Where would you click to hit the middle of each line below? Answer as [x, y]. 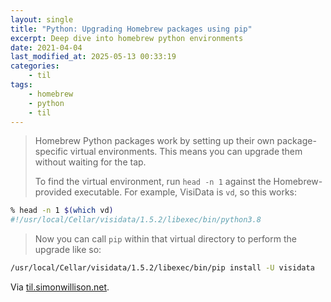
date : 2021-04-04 [46, 47]
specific [51, 152]
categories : [35, 66]
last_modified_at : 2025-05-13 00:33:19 [93, 57]
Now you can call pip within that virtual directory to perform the [165, 239]
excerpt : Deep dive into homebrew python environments [127, 38]
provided [53, 192]
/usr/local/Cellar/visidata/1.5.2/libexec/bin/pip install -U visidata [162, 268]
